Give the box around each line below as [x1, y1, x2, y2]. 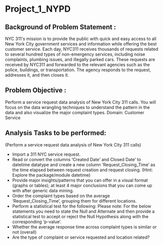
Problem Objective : [5, 86, 67, 95]
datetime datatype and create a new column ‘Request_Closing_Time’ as [12, 162, 155, 167]
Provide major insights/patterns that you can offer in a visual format [12, 177, 148, 183]
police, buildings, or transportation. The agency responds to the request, [5, 67, 151, 73]
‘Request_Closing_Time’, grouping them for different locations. [12, 198, 137, 204]
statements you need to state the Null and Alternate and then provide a [12, 208, 155, 214]
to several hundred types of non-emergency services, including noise [5, 51, 145, 57]
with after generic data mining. [12, 187, 74, 193]
